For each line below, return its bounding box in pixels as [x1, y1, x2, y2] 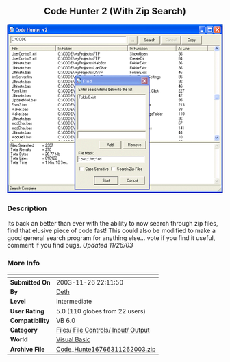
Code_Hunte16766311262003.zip [55, 345, 156, 353]
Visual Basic [55, 335, 91, 343]
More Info [7, 258, 40, 267]
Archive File [10, 345, 45, 353]
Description [7, 204, 47, 213]
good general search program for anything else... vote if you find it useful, [7, 233, 216, 242]
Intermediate [55, 298, 92, 306]
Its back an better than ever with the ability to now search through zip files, [7, 219, 218, 227]
